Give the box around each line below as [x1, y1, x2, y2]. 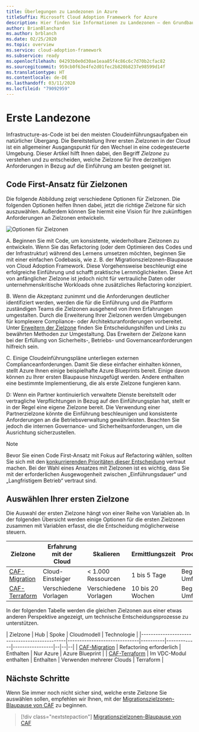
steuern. [6, 528, 27, 536]
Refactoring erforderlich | [119, 644, 181, 651]
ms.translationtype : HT [6, 69, 65, 75]
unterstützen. [6, 619, 39, 627]
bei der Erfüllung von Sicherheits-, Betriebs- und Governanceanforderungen [6, 336, 192, 343]
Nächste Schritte [6, 673, 70, 683]
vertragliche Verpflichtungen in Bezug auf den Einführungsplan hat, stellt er [6, 397, 191, 404]
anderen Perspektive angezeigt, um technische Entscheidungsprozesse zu [6, 614, 188, 621]
